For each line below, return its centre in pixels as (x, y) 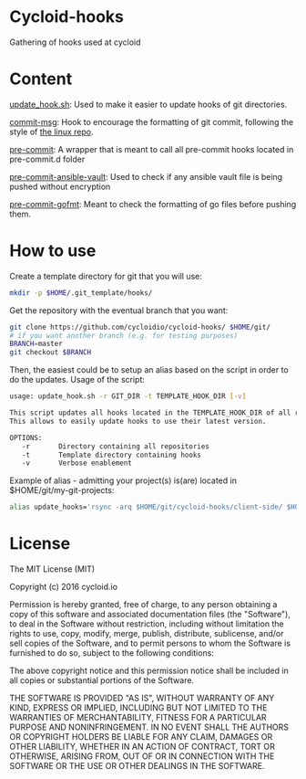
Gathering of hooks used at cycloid (75, 42)
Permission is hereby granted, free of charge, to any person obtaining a (143, 605)
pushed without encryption (60, 186)
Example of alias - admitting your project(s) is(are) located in (123, 480)
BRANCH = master (36, 344)
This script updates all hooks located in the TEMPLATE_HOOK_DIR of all (150, 413)
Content (41, 79)
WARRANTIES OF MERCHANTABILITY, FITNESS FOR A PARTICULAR (138, 718)
